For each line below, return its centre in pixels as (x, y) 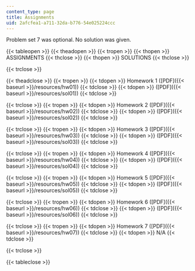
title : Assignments (30, 17)
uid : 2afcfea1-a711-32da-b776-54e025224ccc (61, 23)
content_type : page (30, 12)
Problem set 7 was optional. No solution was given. (69, 40)
